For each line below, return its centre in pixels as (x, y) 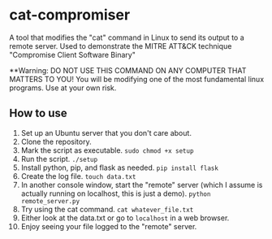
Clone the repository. (56, 141)
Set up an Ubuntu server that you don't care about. (106, 133)
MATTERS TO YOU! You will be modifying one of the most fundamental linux (137, 79)
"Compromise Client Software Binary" (73, 54)
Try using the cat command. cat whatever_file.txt (107, 209)
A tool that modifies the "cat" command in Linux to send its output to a (127, 37)
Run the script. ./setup (59, 159)
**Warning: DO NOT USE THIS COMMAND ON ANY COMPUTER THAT (128, 70)
